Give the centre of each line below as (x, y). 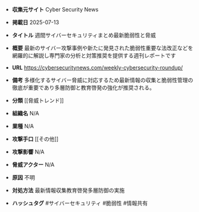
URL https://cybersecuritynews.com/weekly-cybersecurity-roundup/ (97, 68)
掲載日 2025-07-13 (35, 22)
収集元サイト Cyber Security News (55, 9)
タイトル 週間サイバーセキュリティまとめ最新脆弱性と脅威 (84, 35)
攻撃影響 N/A (28, 152)
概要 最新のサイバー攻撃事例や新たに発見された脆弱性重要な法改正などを (103, 48)
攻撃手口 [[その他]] (35, 139)
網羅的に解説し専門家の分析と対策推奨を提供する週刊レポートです (94, 56)
